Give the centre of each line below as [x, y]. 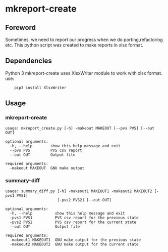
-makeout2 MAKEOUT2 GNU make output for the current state [74, 244]
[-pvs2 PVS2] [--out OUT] [85, 200]
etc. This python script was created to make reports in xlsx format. [74, 45]
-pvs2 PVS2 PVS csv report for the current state [73, 222]
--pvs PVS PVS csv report [46, 150]
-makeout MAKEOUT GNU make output [47, 168]
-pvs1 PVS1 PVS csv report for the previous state [74, 218]
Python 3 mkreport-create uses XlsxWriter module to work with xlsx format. [84, 73]
